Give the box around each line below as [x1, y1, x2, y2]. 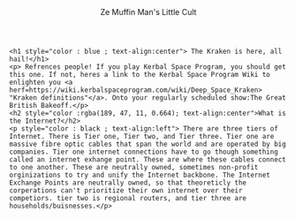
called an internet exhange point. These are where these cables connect [9, 155, 287, 164]
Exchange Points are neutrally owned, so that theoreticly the [9, 178, 247, 187]
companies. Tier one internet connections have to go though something [9, 147, 278, 156]
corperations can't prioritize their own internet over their [9, 186, 243, 195]
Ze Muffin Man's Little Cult [100, 7, 197, 17]
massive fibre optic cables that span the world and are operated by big [9, 140, 287, 148]
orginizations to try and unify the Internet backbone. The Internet [9, 170, 271, 179]
